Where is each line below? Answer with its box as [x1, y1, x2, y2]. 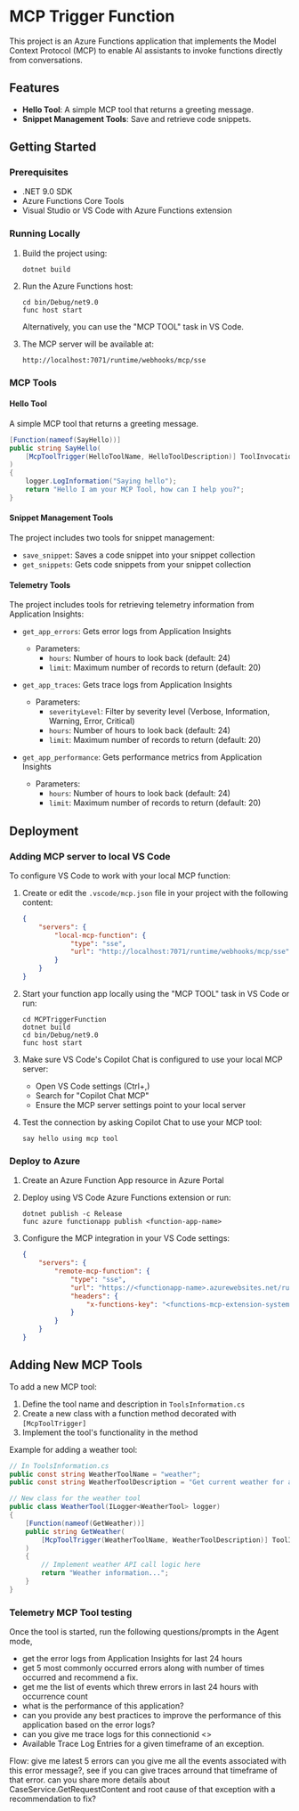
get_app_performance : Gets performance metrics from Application [21, 752, 263, 763]
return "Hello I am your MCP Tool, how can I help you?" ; [25, 485, 245, 494]
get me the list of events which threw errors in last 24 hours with [21, 1682, 259, 1693]
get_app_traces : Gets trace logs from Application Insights [21, 680, 233, 690]
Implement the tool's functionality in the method [21, 1427, 198, 1438]
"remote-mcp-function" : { [54, 1267, 150, 1276]
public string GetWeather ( [25, 1527, 125, 1536]
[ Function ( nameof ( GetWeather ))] [25, 1519, 145, 1528]
